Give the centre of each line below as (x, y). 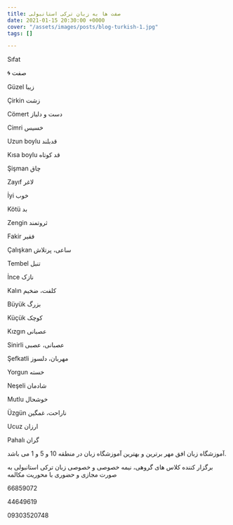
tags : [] (20, 33)
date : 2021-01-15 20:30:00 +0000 (56, 20)
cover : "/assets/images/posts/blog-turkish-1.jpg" (83, 27)
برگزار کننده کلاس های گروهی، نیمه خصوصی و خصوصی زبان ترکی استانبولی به (110, 468)
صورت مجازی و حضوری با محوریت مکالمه (62, 475)
